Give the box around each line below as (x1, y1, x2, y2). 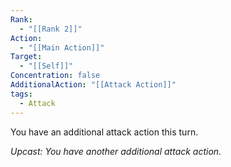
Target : (10, 52, 43, 62)
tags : (10, 89, 33, 99)
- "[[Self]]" (19, 61, 74, 71)
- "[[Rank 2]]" (19, 24, 83, 34)
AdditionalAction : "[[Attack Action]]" (10, 80, 177, 90)
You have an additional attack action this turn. (10, 126, 199, 138)
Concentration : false (10, 71, 101, 81)
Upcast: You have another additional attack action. (10, 145, 222, 157)
